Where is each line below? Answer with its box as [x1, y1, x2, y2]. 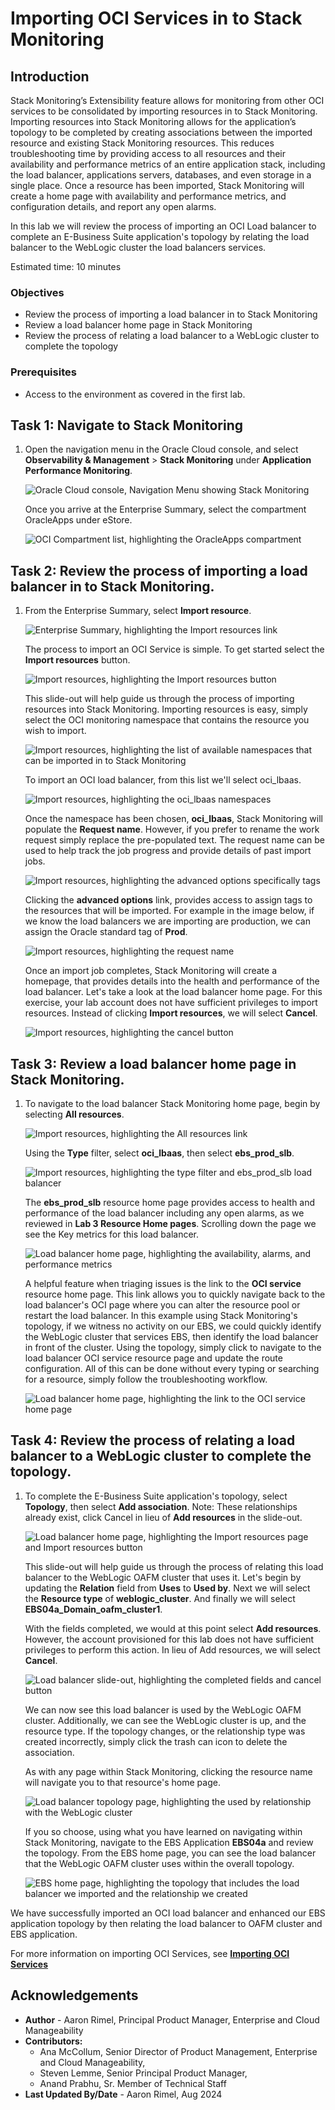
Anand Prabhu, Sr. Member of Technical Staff [39, 2077, 227, 2089]
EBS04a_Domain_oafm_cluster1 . [24, 1603, 163, 1615]
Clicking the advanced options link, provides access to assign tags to [24, 894, 313, 906]
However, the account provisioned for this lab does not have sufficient [24, 1633, 315, 1645]
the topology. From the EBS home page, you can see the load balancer [24, 1847, 317, 1859]
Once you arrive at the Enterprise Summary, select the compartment [24, 503, 307, 516]
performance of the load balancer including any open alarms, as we [24, 1207, 305, 1219]
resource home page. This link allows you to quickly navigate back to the [24, 1288, 326, 1301]
